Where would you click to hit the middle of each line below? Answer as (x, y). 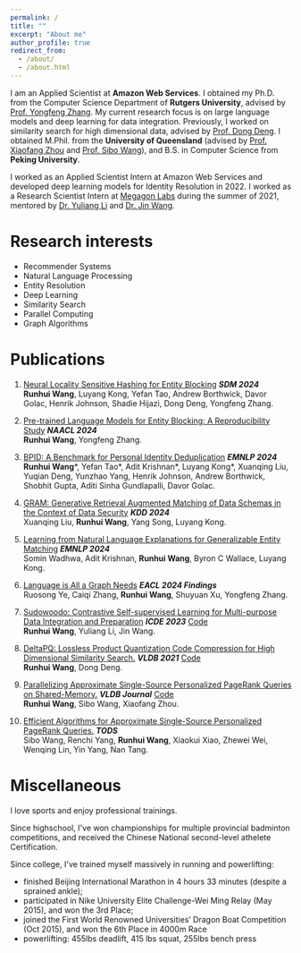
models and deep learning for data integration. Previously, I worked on (139, 121)
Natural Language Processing (78, 276)
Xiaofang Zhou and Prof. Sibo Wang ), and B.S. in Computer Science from (144, 149)
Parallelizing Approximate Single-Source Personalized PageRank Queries (157, 685)
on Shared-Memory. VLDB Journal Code (98, 693)
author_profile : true (50, 43)
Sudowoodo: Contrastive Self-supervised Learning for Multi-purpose (150, 612)
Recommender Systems (67, 266)
